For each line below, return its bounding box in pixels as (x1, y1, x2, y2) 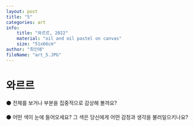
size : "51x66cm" (16, 41, 57, 47)
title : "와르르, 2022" (16, 30, 69, 36)
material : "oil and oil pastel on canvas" (16, 36, 122, 41)
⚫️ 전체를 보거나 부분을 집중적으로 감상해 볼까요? (6, 99, 117, 106)
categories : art (6, 19, 46, 25)
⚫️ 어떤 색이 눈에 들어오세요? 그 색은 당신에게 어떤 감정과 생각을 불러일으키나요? (6, 113, 189, 120)
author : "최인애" (6, 47, 45, 52)
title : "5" (6, 14, 33, 20)
